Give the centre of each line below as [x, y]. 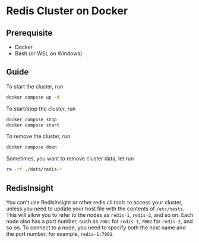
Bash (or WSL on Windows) [48, 53]
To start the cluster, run [35, 86]
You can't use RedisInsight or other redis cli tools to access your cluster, [94, 202]
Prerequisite [29, 33]
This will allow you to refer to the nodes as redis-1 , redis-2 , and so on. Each [100, 215]
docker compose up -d [33, 97]
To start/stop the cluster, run [41, 109]
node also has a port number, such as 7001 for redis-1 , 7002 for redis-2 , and [99, 221]
